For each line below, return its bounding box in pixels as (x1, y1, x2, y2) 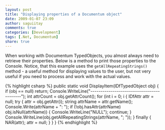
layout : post (5, 7, 32, 12)
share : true (5, 39, 30, 44)
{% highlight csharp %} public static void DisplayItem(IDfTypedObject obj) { (5, 83, 159, 89)
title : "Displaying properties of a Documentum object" (5, 12, 122, 17)
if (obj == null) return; (5, 88, 49, 94)
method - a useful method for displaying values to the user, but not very (5, 68, 151, 74)
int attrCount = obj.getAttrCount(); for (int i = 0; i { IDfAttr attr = (27, 93, 154, 99)
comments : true (5, 26, 36, 30)
